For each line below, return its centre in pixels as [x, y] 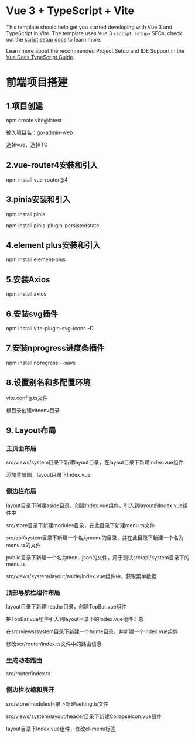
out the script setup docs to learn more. [54, 39]
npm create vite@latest [34, 120]
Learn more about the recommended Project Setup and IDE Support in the [95, 50]
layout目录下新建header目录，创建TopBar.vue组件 [66, 606]
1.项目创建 [25, 106]
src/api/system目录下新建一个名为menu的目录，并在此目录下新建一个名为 [95, 538]
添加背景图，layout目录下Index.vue [48, 475]
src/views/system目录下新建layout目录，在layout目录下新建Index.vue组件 [95, 462]
